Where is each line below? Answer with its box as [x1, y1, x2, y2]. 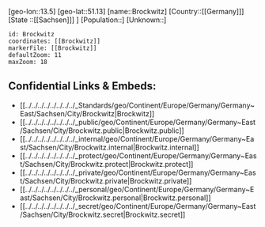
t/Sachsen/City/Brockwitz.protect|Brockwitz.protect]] [19, 159, 194, 168]
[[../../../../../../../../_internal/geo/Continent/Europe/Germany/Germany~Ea [19, 134, 255, 143]
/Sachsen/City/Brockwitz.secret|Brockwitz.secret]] [19, 210, 186, 219]
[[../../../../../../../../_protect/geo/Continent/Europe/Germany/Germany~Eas [19, 150, 257, 161]
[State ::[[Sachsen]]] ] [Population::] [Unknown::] [8, 15, 167, 25]
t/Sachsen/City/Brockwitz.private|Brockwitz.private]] [19, 176, 192, 185]
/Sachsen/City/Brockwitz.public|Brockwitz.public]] [19, 126, 184, 135]
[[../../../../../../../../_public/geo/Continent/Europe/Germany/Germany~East [19, 117, 256, 127]
